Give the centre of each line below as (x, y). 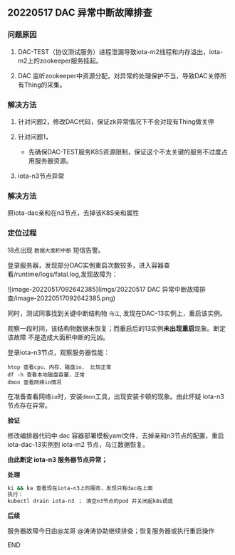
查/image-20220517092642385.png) (62, 298)
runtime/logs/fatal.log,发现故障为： (67, 274)
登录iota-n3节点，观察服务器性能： (59, 352)
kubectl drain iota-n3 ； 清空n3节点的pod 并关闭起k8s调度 (90, 501)
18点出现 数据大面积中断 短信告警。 (56, 250)
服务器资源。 (53, 160)
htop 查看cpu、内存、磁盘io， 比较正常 (59, 367)
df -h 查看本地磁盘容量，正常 (46, 375)
